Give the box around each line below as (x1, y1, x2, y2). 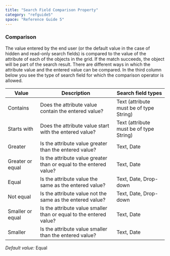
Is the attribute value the (40, 175, 98, 182)
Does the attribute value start (40, 122, 110, 129)
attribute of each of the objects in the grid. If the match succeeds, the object (5, 56, 164, 62)
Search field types (116, 89, 162, 96)
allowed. (5, 77, 23, 84)
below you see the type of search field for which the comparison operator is (5, 72, 164, 78)
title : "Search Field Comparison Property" (5, 7, 99, 13)
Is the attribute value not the (40, 190, 107, 197)
